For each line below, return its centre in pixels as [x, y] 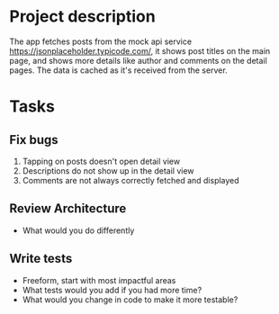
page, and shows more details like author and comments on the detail [138, 60]
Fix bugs [34, 140]
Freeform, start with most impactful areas [99, 280]
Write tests [41, 259]
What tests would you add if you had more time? [112, 290]
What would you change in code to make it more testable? [130, 300]
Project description [82, 17]
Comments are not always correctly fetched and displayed [131, 180]
